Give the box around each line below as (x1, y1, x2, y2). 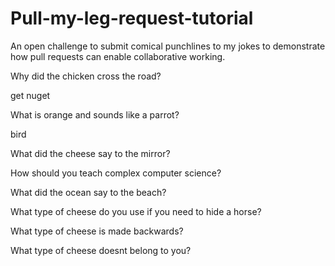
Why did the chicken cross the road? (10, 70, 162, 82)
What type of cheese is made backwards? (10, 225, 184, 237)
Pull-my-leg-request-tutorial (10, 7, 254, 30)
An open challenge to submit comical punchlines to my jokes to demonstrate (10, 40, 326, 52)
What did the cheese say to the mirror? (10, 147, 171, 159)
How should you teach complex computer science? (10, 167, 222, 179)
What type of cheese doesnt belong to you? (10, 244, 192, 256)
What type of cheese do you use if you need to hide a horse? (10, 205, 262, 217)
